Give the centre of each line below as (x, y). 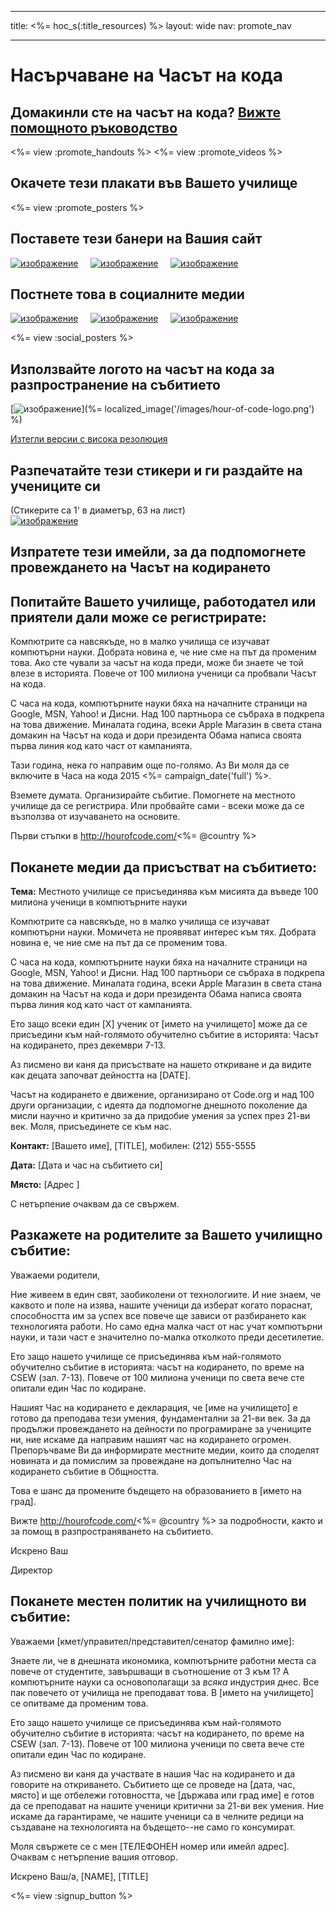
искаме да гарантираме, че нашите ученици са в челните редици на (157, 1816)
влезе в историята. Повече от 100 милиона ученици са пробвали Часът (163, 673)
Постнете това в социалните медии (127, 294)
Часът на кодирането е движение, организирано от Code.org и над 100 (162, 1095)
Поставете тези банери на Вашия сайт (136, 239)
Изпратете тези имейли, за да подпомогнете (158, 552)
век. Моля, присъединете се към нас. (91, 1127)
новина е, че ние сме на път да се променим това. (119, 943)
